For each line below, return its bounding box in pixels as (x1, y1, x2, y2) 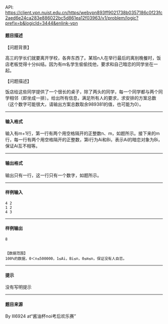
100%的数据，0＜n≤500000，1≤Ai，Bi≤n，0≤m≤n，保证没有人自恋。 (5, 256, 127, 261)
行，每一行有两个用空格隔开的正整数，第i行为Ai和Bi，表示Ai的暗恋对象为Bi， (5, 137, 162, 143)
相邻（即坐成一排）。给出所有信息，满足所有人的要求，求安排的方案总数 (9, 95, 156, 101)
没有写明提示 (5, 284, 31, 290)
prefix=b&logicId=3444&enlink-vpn (5, 20, 78, 26)
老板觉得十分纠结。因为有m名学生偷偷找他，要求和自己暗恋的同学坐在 (9, 61, 154, 67)
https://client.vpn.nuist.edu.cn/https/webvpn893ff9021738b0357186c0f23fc (5, 10, 163, 16)
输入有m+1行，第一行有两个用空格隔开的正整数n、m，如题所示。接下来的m (5, 130, 160, 137)
